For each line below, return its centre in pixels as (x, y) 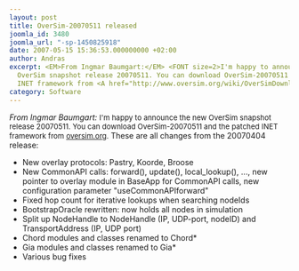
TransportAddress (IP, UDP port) (82, 228)
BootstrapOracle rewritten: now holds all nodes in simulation (132, 209)
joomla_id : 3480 (39, 34)
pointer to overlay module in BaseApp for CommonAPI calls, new (141, 181)
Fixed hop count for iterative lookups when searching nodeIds (136, 200)
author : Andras (37, 59)
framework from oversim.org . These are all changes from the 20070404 (137, 135)
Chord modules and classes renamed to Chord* (109, 237)
